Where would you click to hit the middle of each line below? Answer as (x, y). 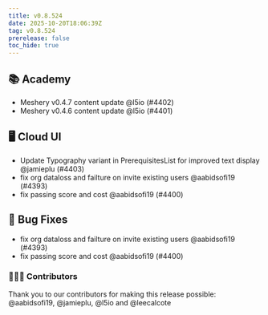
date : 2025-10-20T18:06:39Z (55, 23)
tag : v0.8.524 (32, 30)
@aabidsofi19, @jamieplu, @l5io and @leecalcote (90, 302)
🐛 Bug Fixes (38, 220)
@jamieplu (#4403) (52, 168)
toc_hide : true (34, 46)
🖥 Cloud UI (35, 137)
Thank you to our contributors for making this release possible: (112, 294)
